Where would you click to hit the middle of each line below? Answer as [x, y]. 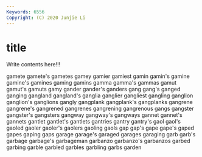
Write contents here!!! [33, 65]
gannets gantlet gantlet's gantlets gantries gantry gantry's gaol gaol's [94, 122]
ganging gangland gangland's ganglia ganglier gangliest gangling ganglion [100, 96]
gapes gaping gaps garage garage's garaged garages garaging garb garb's [101, 134]
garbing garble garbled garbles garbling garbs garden [74, 147]
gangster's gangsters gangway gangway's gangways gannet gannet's [94, 115]
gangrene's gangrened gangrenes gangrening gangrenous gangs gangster [100, 109]
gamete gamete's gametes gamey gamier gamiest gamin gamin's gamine [98, 76]
